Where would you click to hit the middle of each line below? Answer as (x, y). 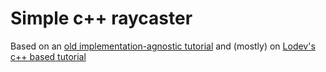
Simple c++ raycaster (101, 18)
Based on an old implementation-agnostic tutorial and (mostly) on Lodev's (163, 46)
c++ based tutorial (48, 56)
